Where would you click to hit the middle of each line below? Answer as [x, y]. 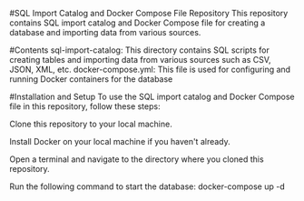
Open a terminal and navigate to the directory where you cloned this [137, 159]
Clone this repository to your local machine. [91, 124]
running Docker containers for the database [91, 79]
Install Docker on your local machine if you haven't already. [120, 141]
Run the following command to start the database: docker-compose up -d [147, 186]
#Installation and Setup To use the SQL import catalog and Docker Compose [152, 96]
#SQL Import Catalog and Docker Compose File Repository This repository [149, 13]
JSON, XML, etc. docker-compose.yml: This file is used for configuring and [150, 69]
